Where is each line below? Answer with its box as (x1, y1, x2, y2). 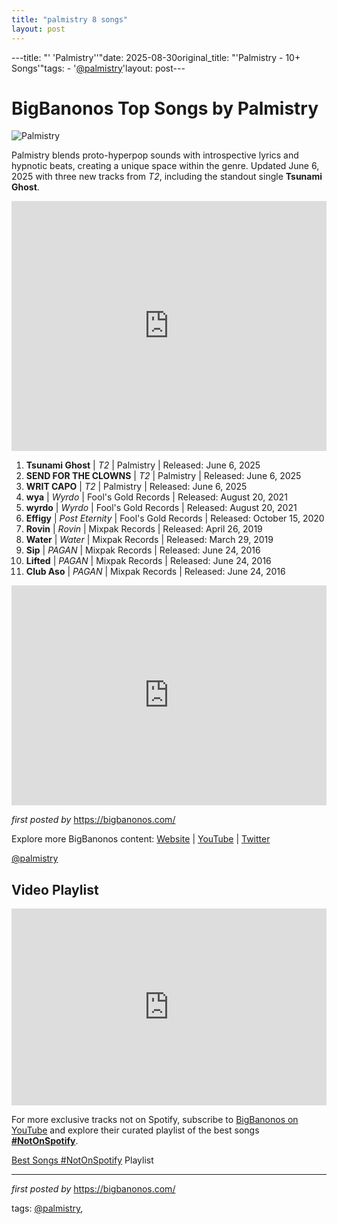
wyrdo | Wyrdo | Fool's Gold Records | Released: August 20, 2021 (25, 502, 298, 514)
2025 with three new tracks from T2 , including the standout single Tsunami (11, 171, 323, 183)
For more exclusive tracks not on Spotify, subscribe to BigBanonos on (11, 1114, 299, 1126)
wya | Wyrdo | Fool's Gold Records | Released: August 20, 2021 (25, 491, 288, 503)
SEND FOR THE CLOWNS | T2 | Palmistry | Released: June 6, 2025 (25, 470, 302, 482)
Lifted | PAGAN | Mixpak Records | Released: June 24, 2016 (25, 555, 272, 567)
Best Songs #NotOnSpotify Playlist (11, 1154, 154, 1166)
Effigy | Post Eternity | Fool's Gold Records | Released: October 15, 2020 (25, 512, 325, 525)
